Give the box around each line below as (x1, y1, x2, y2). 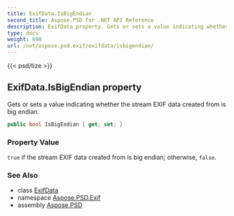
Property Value (7, 137, 60, 147)
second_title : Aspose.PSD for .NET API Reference (7, 17, 155, 24)
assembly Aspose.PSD (17, 201, 83, 209)
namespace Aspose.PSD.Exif (17, 194, 101, 202)
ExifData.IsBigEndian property (7, 81, 142, 94)
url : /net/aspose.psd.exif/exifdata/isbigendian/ (7, 42, 155, 49)
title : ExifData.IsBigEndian (7, 10, 92, 17)
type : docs (7, 29, 39, 37)
